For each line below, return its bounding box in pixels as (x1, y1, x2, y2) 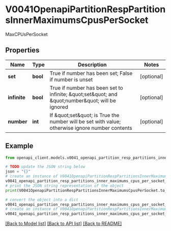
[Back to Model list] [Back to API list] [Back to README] (5, 220, 122, 227)
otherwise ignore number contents (49, 124, 132, 131)
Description (78, 61, 107, 68)
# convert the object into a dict (5, 197, 79, 202)
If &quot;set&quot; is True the (49, 111, 120, 119)
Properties (5, 46, 40, 54)
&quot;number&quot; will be (49, 97, 116, 104)
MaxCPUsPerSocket (5, 31, 48, 37)
